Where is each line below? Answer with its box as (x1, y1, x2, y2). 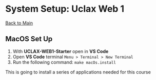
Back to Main (5, 20, 33, 26)
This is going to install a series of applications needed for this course (5, 69, 151, 75)
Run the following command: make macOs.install (12, 59, 116, 65)
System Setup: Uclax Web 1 (5, 3, 125, 15)
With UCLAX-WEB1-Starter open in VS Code (12, 48, 109, 54)
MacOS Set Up (5, 35, 53, 43)
